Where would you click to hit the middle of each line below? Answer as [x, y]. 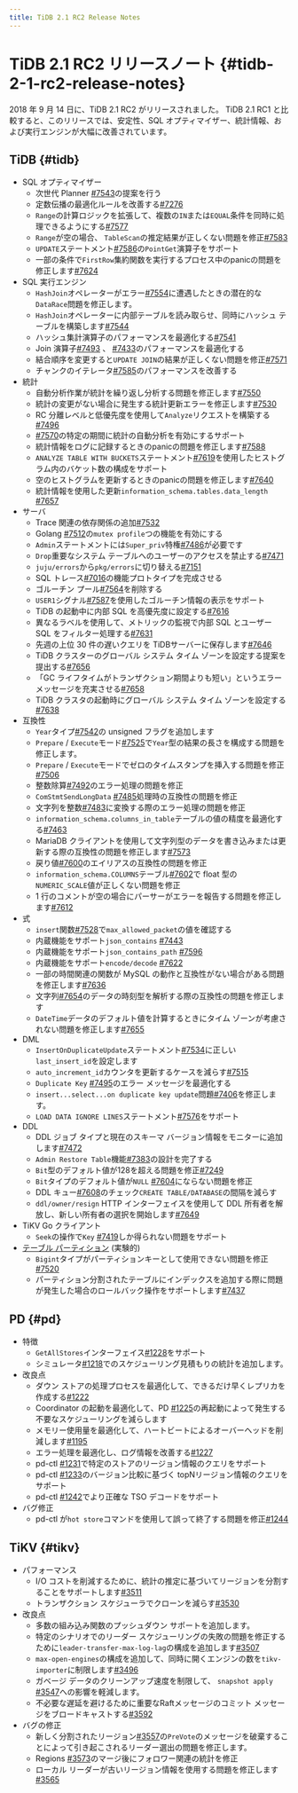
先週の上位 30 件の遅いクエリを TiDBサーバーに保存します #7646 [153, 645]
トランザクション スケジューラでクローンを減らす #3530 [137, 1603]
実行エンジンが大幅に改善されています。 [98, 131]
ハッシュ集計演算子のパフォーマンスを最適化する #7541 [136, 337]
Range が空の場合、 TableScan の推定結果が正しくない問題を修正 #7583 [161, 238]
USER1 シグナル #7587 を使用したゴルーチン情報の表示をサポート [150, 601]
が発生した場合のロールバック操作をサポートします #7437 [140, 1291]
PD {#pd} [35, 1319]
